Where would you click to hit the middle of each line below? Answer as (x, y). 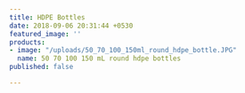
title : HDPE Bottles (48, 17)
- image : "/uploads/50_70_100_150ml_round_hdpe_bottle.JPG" (123, 50)
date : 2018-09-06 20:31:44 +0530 (71, 26)
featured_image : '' (45, 34)
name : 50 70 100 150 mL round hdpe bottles (99, 58)
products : (28, 42)
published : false (41, 67)
